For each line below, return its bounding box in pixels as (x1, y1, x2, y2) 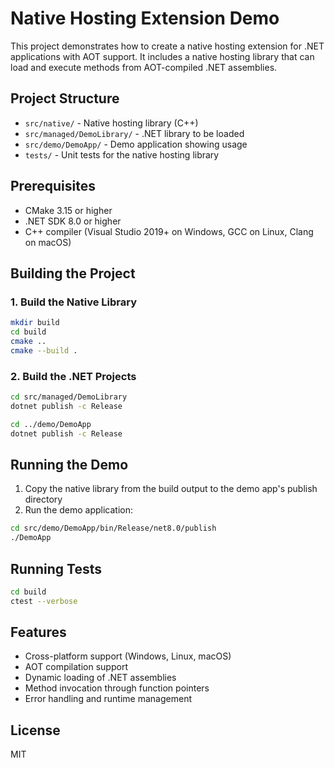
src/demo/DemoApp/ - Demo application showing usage (24, 138, 248, 150)
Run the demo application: (24, 504, 134, 516)
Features (10, 624, 67, 641)
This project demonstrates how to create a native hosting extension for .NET (10, 40, 325, 52)
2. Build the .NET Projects (10, 369, 137, 383)
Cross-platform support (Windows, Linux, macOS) (24, 650, 232, 662)
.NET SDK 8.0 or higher (24, 215, 122, 227)
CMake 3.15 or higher (24, 204, 113, 216)
